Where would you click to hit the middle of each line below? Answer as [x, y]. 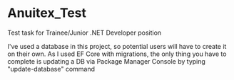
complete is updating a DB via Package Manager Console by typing [106, 61]
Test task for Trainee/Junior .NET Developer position [85, 33]
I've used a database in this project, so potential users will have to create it [117, 46]
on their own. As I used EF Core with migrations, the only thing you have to [117, 54]
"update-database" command [51, 69]
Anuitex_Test [47, 13]
